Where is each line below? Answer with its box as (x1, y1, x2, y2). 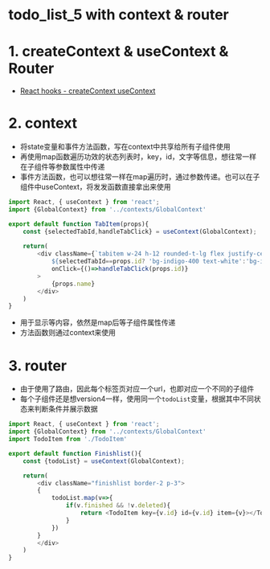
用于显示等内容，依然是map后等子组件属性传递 (19, 317, 176, 327)
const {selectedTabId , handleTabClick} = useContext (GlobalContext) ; (22, 227, 257, 235)
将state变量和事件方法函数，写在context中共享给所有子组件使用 (19, 142, 231, 152)
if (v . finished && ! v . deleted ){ (65, 501, 171, 510)
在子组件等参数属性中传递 (19, 162, 105, 172)
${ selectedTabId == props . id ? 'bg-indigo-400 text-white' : (51, 257, 247, 266)
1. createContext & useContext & (8, 43, 229, 61)
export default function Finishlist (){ (8, 449, 142, 457)
